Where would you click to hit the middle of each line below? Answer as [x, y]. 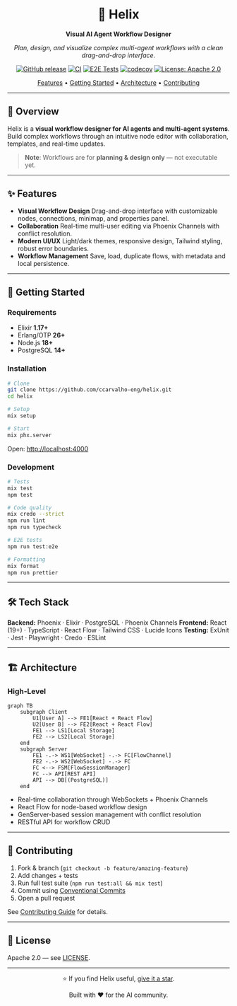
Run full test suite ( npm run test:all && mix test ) [90, 883]
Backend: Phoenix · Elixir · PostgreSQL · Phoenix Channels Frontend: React [117, 623]
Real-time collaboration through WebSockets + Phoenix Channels [113, 799]
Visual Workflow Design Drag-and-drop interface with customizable [117, 211]
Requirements [32, 312]
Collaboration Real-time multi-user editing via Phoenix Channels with [119, 226]
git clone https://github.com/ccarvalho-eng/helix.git [90, 390]
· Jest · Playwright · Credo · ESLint [57, 638]
